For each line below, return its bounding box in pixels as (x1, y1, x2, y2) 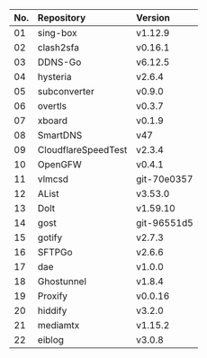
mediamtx (37, 319, 80, 331)
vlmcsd (37, 173, 69, 185)
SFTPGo (37, 246, 74, 258)
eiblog (37, 334, 65, 345)
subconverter (37, 85, 94, 97)
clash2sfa (37, 41, 79, 53)
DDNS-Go (37, 56, 82, 68)
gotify (37, 231, 63, 244)
